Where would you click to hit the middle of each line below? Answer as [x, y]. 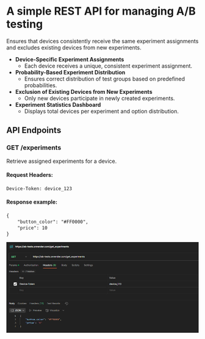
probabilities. [41, 85]
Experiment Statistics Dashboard [58, 104]
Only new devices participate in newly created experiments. [99, 98]
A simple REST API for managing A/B [101, 11]
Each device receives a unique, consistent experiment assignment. [108, 66]
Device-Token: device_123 [39, 188]
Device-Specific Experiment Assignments [70, 59]
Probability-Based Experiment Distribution [70, 72]
